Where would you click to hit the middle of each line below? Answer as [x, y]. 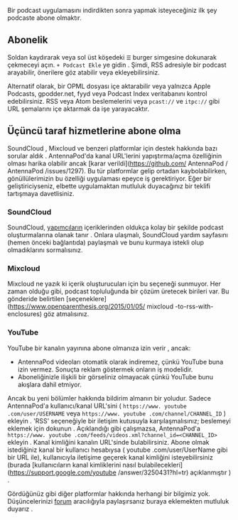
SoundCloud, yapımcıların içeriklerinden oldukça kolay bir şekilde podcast [115, 227]
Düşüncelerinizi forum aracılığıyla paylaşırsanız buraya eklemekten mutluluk [118, 501]
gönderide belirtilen [36, 299]
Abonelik [28, 40]
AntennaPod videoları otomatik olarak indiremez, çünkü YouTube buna [120, 362]
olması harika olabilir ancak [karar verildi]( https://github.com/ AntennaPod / [118, 163]
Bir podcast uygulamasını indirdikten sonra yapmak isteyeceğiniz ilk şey [112, 10]
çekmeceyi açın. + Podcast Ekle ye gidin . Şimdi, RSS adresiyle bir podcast [117, 65]
